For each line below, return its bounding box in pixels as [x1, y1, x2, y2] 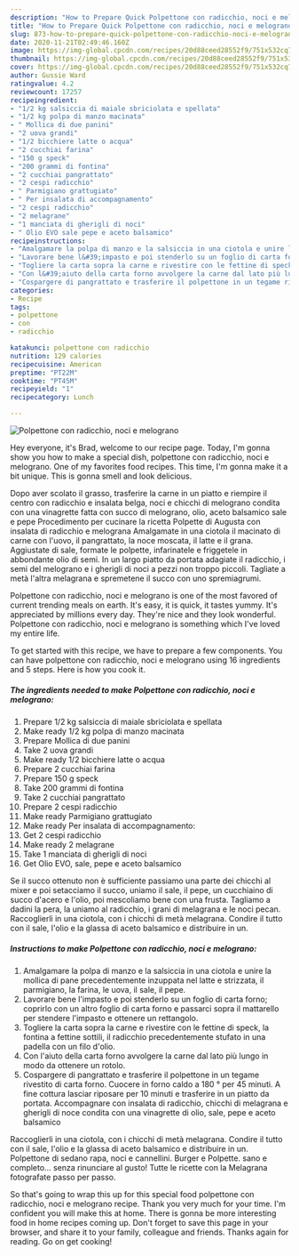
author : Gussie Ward [10, 71, 87, 80]
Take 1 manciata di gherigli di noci [22, 849, 147, 859]
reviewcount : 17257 [10, 87, 83, 96]
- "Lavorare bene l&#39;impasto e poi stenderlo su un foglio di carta [10, 253, 280, 262]
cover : [10, 63, 35, 72]
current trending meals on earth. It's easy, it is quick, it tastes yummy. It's [10, 600, 278, 610]
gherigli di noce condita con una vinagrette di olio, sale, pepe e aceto [22, 1107, 276, 1117]
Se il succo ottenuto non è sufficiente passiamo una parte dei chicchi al [10, 875, 271, 886]
